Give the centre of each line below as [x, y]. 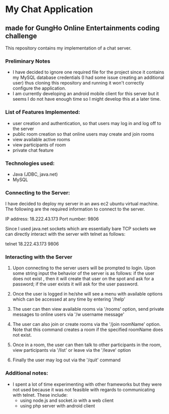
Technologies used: [30, 163]
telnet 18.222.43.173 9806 [32, 244]
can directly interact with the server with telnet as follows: [65, 234]
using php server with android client [58, 405]
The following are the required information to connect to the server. [75, 209]
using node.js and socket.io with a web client [67, 400]
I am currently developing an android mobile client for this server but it [86, 94]
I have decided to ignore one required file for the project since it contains [88, 72]
